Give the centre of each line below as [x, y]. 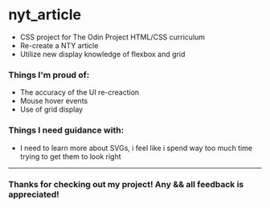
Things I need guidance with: [66, 130]
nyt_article [45, 15]
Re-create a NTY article [59, 45]
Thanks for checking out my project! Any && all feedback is [126, 185]
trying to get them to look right [71, 156]
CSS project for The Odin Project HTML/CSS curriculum [112, 37]
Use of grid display [51, 109]
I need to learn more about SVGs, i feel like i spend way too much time [136, 148]
